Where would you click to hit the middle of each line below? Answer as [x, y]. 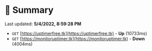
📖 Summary [29, 10]
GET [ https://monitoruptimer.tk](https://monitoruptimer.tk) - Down [78, 39]
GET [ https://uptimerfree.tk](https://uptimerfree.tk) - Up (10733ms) [79, 33]
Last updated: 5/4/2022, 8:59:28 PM [43, 24]
